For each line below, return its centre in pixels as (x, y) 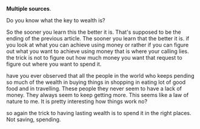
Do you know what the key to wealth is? (56, 20)
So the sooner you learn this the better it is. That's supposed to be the (94, 32)
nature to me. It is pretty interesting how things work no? (77, 101)
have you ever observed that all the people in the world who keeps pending (100, 76)
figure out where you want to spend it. (54, 64)
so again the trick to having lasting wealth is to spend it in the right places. (99, 113)
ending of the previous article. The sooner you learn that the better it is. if (98, 38)
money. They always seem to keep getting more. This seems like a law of (98, 95)
